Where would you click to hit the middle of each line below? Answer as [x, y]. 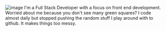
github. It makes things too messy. [41, 23]
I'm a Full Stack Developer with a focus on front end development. [93, 8]
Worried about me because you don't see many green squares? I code [78, 13]
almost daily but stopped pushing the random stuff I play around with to [79, 18]
